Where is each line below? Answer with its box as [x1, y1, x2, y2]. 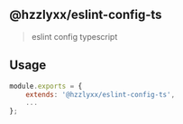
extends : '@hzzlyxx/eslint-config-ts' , [25, 90, 176, 99]
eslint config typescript [31, 31, 118, 42]
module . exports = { [9, 81, 83, 91]
